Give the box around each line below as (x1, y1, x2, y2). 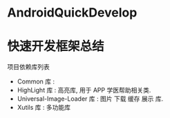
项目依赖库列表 (7, 63, 50, 71)
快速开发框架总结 (7, 39, 105, 55)
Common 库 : (17, 77, 55, 86)
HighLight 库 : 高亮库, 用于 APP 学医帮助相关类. (17, 86, 151, 95)
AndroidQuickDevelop (7, 5, 138, 21)
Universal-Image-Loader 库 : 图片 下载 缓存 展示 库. (17, 95, 164, 103)
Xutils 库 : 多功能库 (17, 104, 71, 112)
